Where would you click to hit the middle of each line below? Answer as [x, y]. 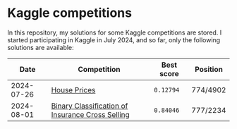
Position [209, 69]
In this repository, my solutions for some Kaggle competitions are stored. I [115, 32]
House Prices [73, 90]
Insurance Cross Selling [91, 114]
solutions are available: [41, 47]
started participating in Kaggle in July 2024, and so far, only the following [114, 39]
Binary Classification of [90, 106]
